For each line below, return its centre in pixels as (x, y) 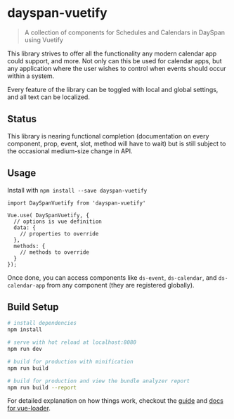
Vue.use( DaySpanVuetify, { (48, 215)
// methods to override (55, 252)
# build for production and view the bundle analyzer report (99, 381)
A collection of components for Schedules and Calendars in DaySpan (125, 32)
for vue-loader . (29, 408)
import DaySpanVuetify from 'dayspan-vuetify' (77, 203)
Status (22, 119)
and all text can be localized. (48, 97)
